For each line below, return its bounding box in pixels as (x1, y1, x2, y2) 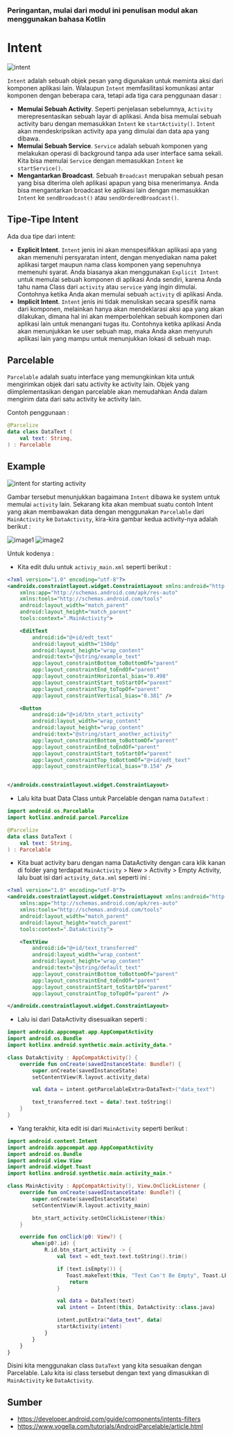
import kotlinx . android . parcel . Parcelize (7, 814, 129, 821)
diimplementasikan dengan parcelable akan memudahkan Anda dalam (7, 388, 208, 396)
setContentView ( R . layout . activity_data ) (32, 1074, 150, 1081)
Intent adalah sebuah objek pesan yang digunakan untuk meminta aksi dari (7, 76, 223, 85)
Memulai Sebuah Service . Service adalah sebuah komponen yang (17, 141, 208, 150)
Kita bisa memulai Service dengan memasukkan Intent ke (17, 156, 184, 165)
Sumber (7, 1396, 43, 1408)
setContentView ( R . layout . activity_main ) (32, 1202, 150, 1209)
